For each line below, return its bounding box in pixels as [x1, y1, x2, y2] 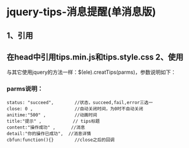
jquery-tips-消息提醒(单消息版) [6, 5, 156, 19]
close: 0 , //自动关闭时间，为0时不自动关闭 [6, 106, 143, 112]
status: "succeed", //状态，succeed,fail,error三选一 [6, 99, 153, 105]
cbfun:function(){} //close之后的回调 [6, 137, 115, 143]
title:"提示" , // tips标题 [6, 118, 100, 124]
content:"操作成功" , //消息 [6, 124, 85, 130]
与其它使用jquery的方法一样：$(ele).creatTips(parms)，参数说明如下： [6, 68, 177, 76]
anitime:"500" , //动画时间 [6, 112, 98, 118]
